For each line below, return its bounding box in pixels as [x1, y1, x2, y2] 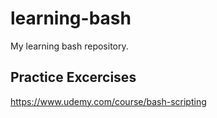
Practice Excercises [10, 69, 137, 86]
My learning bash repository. [10, 40, 129, 52]
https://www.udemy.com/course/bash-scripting [10, 95, 207, 107]
